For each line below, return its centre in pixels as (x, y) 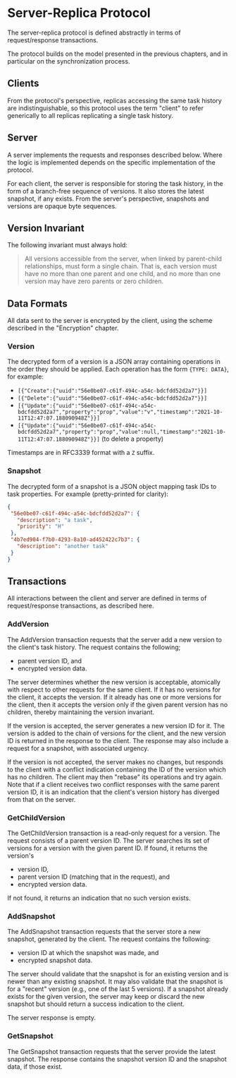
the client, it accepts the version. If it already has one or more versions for (114, 697)
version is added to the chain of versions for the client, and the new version (117, 733)
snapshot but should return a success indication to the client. (96, 1004)
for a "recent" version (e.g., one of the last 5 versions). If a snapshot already (118, 989)
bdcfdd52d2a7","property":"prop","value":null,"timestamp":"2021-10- (122, 432)
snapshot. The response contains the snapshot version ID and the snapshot (117, 1059)
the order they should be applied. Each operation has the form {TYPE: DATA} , (118, 369)
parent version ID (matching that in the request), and (94, 877)
